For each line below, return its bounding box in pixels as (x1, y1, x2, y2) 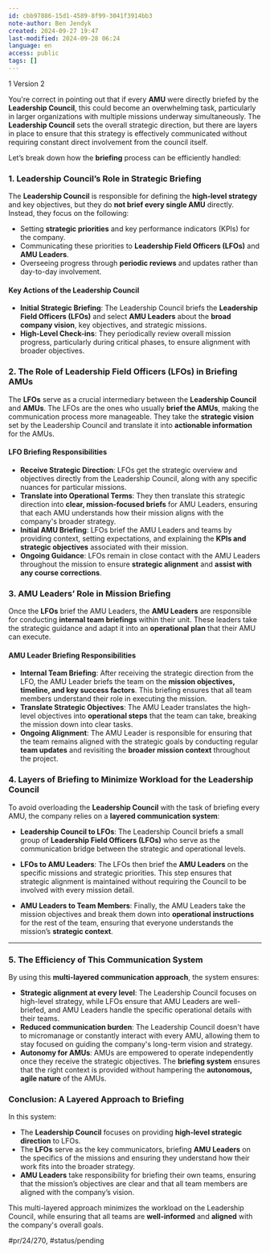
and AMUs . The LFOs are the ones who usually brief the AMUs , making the (8, 403, 260, 413)
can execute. (8, 632, 51, 641)
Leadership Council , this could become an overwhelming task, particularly (8, 102, 256, 113)
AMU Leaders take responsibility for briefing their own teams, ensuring (19, 1170, 256, 1180)
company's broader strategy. (19, 517, 117, 526)
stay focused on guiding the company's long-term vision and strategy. (19, 1039, 253, 1048)
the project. (19, 754, 59, 764)
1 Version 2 (8, 78, 45, 89)
